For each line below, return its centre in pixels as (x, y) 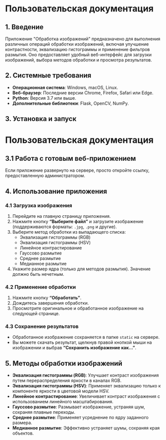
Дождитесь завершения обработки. (51, 303)
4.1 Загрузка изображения (39, 205)
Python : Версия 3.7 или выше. (44, 98)
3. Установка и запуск (41, 119)
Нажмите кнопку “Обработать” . (47, 298)
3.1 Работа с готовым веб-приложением (71, 158)
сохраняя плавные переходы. (44, 412)
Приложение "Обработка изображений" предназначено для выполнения (83, 39)
